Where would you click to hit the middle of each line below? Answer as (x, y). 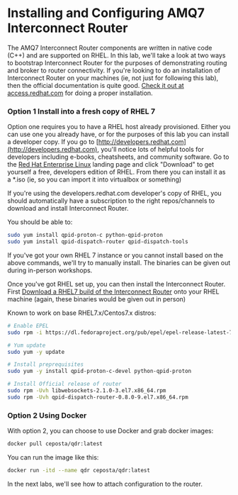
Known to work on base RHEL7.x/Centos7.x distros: (82, 313)
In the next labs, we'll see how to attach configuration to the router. (105, 484)
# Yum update (27, 345)
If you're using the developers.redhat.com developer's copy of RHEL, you (114, 194)
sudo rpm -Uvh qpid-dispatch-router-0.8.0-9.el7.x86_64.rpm (98, 397)
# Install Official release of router (64, 384)
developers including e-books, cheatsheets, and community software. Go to (118, 157)
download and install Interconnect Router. (68, 208)
